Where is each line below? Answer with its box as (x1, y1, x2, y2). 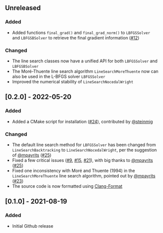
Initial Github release (12, 223, 54, 229)
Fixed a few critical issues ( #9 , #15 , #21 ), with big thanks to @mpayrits (12, 157, 153, 163)
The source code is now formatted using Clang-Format (12, 183, 123, 189)
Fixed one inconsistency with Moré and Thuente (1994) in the (12, 168, 135, 174)
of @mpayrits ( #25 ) (12, 152, 52, 158)
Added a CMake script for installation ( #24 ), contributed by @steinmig (12, 118, 153, 124)
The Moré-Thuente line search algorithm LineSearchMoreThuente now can (12, 68, 159, 74)
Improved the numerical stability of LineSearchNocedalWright (12, 78, 134, 84)
